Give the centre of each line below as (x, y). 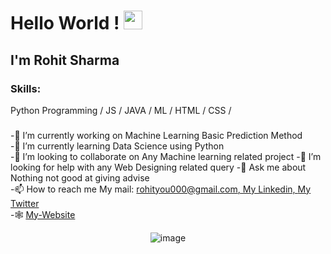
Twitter (25, 203)
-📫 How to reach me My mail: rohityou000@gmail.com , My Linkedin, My (161, 189)
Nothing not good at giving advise (80, 177)
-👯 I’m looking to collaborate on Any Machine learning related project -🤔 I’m (166, 156)
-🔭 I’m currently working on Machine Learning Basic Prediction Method (156, 135)
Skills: (26, 88)
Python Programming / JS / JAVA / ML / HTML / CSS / (121, 110)
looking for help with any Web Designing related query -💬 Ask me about (158, 167)
